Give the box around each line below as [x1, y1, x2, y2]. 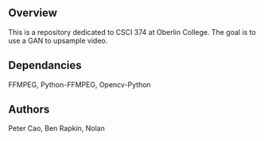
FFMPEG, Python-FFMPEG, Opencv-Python [8, 79, 151, 90]
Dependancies [8, 59, 82, 72]
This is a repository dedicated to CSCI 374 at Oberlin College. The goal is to [8, 27, 256, 36]
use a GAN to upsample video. [8, 36, 108, 45]
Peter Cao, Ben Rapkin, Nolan [8, 124, 105, 133]
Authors [8, 103, 50, 116]
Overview [8, 6, 58, 20]
